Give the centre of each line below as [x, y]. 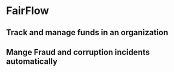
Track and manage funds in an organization [87, 32]
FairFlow [28, 11]
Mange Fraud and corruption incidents [78, 52]
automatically [32, 61]
